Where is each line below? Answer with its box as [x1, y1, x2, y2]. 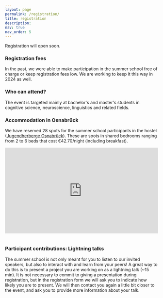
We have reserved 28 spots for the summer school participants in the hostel [5, 127, 157, 133]
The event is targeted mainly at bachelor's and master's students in [5, 99, 140, 105]
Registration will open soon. [5, 43, 61, 48]
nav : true [5, 25, 25, 30]
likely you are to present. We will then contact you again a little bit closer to [5, 282, 155, 288]
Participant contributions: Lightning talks [5, 245, 104, 252]
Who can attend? [5, 88, 46, 95]
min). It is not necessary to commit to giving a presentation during [5, 272, 137, 278]
